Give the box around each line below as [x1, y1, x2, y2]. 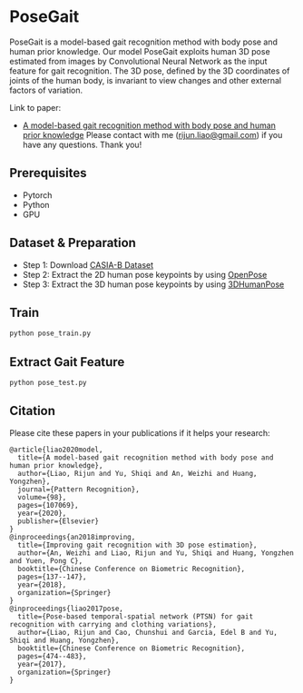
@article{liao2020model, [9, 445, 103, 454]
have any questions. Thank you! [22, 139, 142, 150]
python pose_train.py [9, 329, 92, 338]
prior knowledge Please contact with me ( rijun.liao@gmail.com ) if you [22, 129, 283, 140]
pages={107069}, [17, 500, 79, 510]
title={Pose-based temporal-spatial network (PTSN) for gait [17, 611, 254, 621]
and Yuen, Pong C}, [9, 556, 83, 565]
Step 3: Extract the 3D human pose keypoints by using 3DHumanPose [22, 279, 285, 290]
